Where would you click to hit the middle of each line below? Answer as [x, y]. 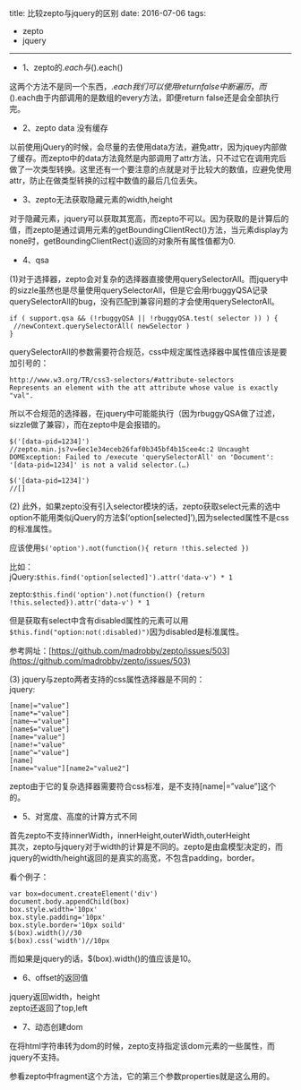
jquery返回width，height [55, 996]
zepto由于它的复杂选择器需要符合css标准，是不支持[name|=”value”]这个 [143, 786]
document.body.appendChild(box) [69, 902]
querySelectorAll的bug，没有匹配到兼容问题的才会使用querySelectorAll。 [144, 301]
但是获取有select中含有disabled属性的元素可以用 [99, 620]
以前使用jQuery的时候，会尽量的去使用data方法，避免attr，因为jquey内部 [144, 147]
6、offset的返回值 [55, 978]
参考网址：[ [30, 651]
